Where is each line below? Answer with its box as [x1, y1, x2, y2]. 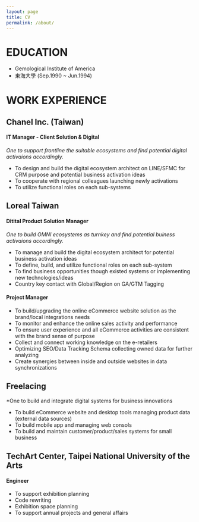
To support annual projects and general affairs [14, 510, 129, 517]
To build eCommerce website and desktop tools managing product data [14, 408, 191, 415]
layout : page [6, 8, 39, 15]
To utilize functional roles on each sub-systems [14, 184, 131, 191]
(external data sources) [14, 415, 72, 422]
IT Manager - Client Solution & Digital [6, 133, 100, 140]
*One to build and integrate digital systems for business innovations [6, 397, 173, 404]
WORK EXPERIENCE [6, 93, 107, 107]
